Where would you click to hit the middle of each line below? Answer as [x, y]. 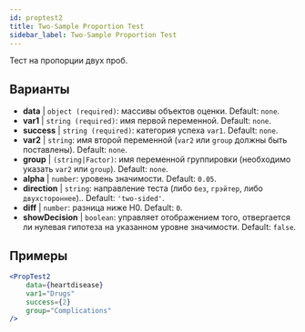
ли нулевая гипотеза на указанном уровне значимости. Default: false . [159, 227]
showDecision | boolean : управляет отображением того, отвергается [157, 217]
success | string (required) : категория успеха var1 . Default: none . [150, 131]
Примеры [39, 256]
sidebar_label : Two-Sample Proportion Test [93, 35]
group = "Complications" [69, 310]
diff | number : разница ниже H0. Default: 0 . [102, 208]
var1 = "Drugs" [51, 293]
